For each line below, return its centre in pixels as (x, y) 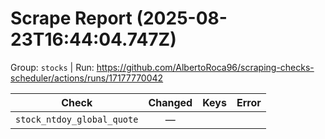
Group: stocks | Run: (52, 67)
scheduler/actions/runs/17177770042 (87, 78)
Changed (170, 102)
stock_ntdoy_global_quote (77, 119)
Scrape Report (71, 18)
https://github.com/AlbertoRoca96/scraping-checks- (205, 67)
